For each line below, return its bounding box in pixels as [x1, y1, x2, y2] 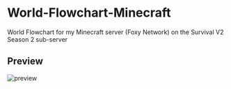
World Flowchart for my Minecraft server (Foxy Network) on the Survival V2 [7, 28, 224, 36]
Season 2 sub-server [7, 35, 68, 43]
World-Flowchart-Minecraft [7, 5, 172, 21]
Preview [7, 56, 44, 67]
